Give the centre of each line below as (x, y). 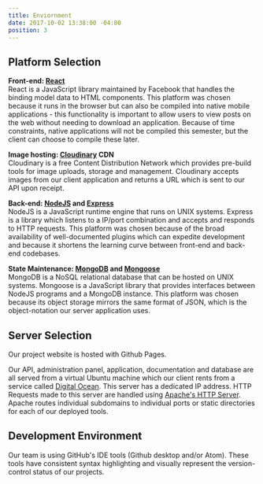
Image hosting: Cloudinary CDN (61, 155)
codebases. (41, 253)
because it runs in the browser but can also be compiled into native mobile (129, 106)
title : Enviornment (40, 15)
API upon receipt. (36, 188)
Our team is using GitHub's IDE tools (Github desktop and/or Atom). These (129, 455)
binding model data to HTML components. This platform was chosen (119, 98)
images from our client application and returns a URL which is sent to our (127, 180)
